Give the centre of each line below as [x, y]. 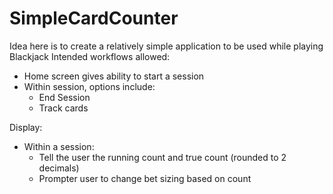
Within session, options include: [89, 86]
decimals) [59, 168]
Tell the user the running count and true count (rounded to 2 [162, 157]
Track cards [63, 108]
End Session [64, 97]
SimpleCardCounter [94, 18]
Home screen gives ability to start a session [114, 76]
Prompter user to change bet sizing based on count [145, 178]
